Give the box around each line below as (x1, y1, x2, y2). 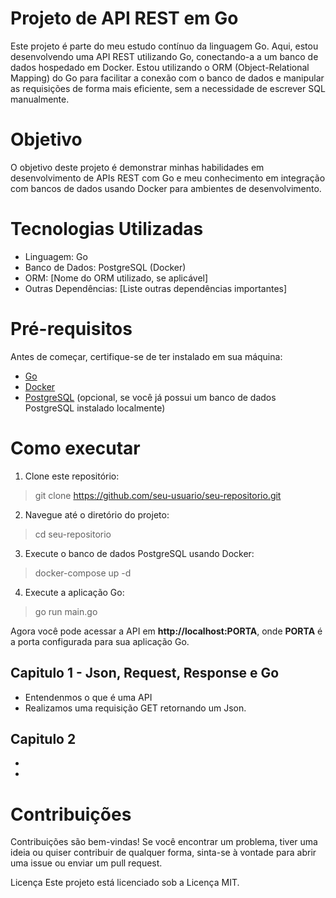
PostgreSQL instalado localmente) (24, 402, 166, 414)
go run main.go (34, 605, 98, 617)
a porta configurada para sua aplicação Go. (10, 635, 190, 647)
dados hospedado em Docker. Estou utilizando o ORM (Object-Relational (10, 61, 310, 73)
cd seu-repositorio (34, 528, 112, 540)
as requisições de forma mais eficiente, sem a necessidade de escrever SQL (10, 82, 326, 94)
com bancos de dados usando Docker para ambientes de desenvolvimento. (10, 182, 322, 194)
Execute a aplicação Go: (24, 586, 125, 598)
